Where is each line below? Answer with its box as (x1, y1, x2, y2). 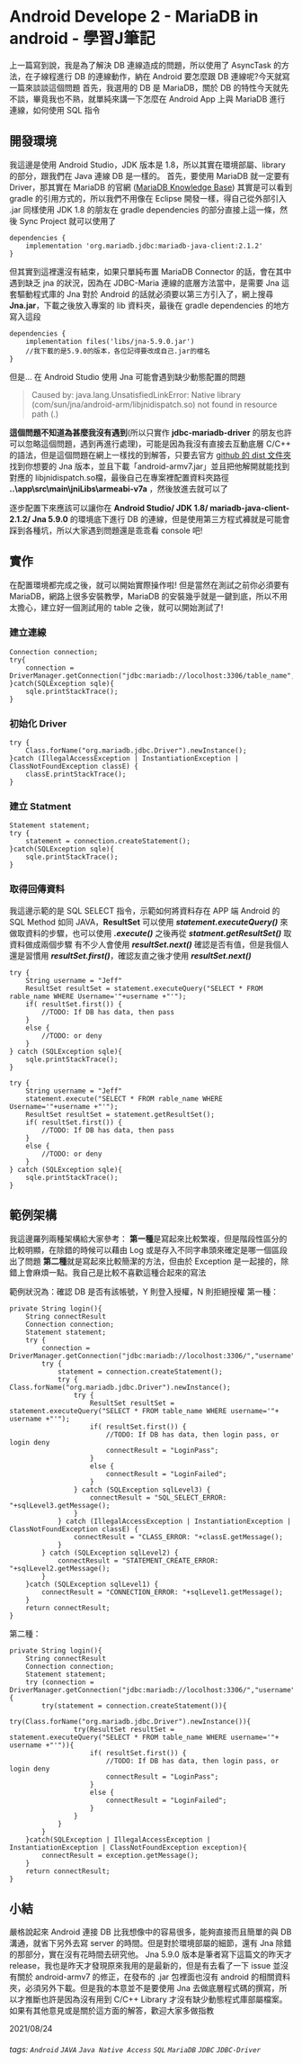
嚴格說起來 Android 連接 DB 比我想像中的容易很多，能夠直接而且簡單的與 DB (9, 1926, 292, 1937)
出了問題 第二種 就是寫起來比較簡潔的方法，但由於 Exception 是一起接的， (9, 1256, 281, 1266)
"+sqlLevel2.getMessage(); (9, 1564, 111, 1573)
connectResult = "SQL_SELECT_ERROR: (89, 1492, 227, 1502)
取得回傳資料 (9, 883, 66, 896)
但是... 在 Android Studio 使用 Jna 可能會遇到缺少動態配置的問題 (9, 371, 245, 382)
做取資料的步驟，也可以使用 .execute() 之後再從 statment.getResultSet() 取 (9, 927, 292, 938)
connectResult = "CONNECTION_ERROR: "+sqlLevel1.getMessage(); (41, 1587, 283, 1597)
